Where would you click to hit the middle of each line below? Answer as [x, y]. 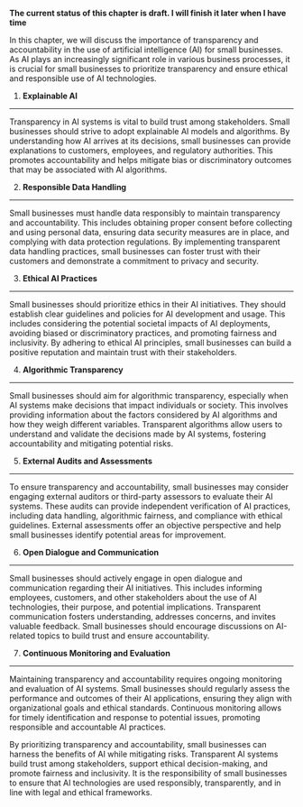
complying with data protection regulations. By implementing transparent [145, 242]
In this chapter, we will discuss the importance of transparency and [134, 40]
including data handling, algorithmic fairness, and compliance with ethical [146, 516]
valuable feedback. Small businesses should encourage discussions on [142, 626]
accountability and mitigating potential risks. [92, 444]
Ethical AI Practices [60, 278]
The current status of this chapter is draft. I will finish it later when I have [148, 13]
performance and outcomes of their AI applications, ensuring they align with [151, 698]
